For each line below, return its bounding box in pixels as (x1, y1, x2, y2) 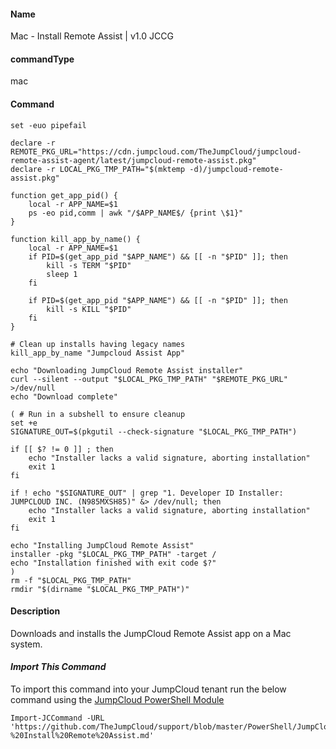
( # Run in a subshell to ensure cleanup (10, 409, 186, 419)
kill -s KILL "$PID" (46, 304, 132, 314)
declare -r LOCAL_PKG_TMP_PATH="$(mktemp (10, 164, 186, 174)
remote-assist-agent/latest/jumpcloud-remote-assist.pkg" (10, 155, 257, 165)
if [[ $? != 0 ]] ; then (10, 444, 114, 454)
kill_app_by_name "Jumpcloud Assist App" (10, 348, 186, 358)
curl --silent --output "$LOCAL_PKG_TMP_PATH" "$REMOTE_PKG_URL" (10, 374, 288, 384)
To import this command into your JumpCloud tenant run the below (10, 683, 287, 695)
